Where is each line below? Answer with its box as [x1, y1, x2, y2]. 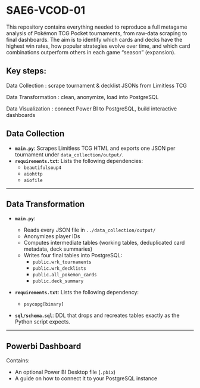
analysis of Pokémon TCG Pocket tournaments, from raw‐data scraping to [6, 29, 187, 36]
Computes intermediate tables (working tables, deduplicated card [23, 239, 185, 247]
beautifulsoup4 [23, 165, 61, 171]
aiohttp [23, 171, 43, 177]
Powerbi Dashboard [6, 341, 82, 351]
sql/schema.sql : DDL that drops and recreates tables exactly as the [14, 312, 180, 319]
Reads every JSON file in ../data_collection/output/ [23, 226, 156, 233]
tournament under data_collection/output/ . [14, 150, 124, 158]
